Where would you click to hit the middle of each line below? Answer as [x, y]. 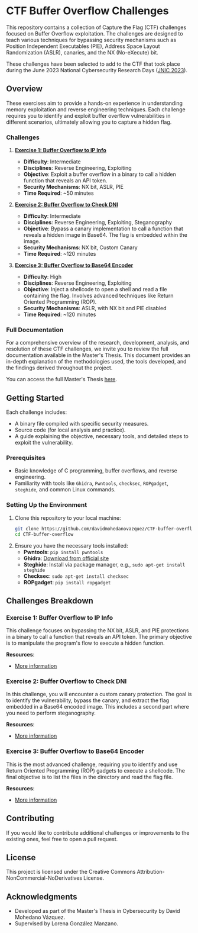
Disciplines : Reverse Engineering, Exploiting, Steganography [98, 223]
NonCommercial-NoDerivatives [44, 878]
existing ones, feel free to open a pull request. [62, 839]
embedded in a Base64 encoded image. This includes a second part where [98, 707]
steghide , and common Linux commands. [65, 490]
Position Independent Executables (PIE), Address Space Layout [83, 46]
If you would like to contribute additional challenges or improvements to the [98, 832]
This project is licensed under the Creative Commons [71, 872]
